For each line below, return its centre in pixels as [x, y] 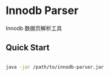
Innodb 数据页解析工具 [34, 28]
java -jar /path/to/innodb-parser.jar [55, 67]
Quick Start [28, 48]
